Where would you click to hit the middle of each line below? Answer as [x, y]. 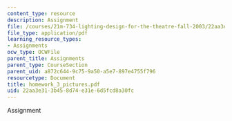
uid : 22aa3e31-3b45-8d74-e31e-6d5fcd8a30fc [71, 91]
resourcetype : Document [41, 78]
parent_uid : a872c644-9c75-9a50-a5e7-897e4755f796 [81, 71]
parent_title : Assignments [46, 59]
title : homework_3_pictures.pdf [54, 84]
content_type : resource [41, 13]
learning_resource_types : [44, 39]
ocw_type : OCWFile [33, 53]
